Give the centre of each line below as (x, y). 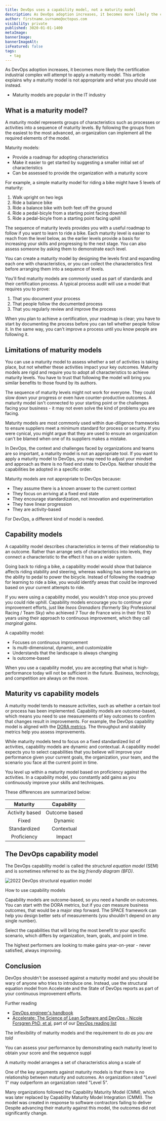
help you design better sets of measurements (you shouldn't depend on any (82, 916)
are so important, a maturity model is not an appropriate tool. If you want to (82, 453)
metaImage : (16, 33)
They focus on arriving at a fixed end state (55, 494)
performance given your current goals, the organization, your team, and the (82, 757)
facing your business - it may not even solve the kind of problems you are (80, 408)
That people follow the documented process (57, 304)
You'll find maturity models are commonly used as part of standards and (79, 279)
